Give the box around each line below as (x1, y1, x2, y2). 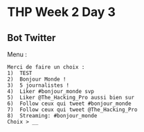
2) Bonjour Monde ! (7, 76, 67, 83)
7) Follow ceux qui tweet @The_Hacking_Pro (7, 106, 138, 113)
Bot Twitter (7, 32, 56, 44)
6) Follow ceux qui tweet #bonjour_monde (7, 100, 132, 107)
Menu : (7, 50, 28, 58)
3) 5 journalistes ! (7, 82, 70, 89)
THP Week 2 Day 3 (7, 4, 116, 20)
